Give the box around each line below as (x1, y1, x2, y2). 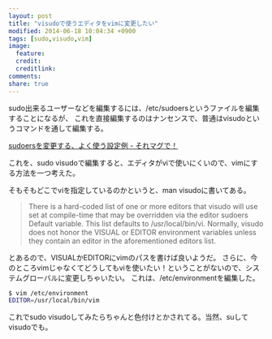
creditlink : (15, 65, 57, 73)
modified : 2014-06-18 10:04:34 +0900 (8, 27, 136, 35)
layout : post (8, 11, 53, 20)
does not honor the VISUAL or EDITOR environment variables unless (28, 227, 257, 237)
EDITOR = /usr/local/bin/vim (8, 297, 100, 305)
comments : (8, 72, 42, 80)
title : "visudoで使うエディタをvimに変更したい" (8, 19, 158, 28)
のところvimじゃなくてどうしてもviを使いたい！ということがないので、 (8, 263, 246, 272)
